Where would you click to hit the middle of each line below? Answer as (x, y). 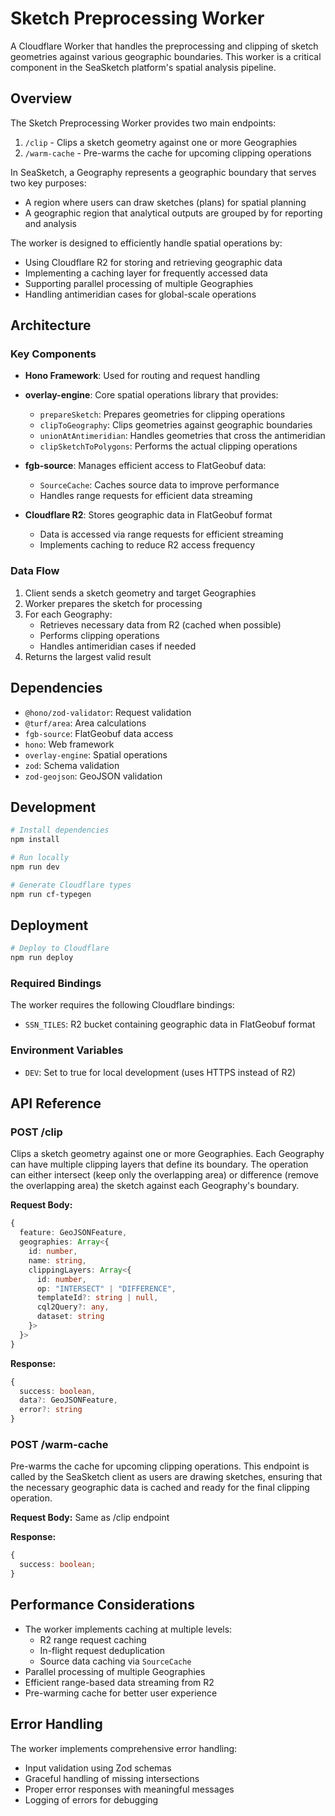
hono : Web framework (69, 744)
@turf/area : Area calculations (85, 723)
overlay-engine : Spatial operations (96, 754)
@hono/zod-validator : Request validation (108, 712)
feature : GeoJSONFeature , (73, 1233)
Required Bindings (56, 984)
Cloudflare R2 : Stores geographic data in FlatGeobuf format (148, 515)
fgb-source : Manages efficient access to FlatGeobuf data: (145, 466)
